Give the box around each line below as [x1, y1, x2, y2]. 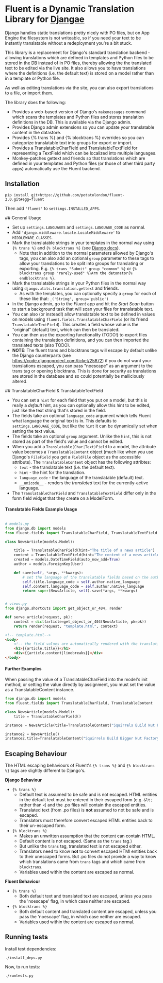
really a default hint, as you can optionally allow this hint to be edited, [12, 402, 151, 408]
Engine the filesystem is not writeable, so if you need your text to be [5, 35, 141, 41]
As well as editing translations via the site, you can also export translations [5, 85, 154, 90]
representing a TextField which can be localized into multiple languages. [12, 150, 157, 156]
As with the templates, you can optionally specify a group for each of [19, 290, 157, 296]
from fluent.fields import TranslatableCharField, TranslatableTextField [5, 530, 158, 535]
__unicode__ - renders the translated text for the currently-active [19, 480, 149, 486]
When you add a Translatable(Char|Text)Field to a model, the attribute [12, 443, 156, 449]
